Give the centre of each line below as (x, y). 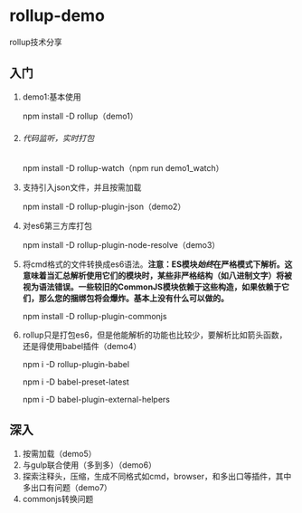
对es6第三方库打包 (57, 225)
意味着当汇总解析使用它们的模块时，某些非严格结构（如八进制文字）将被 (157, 275)
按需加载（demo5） (59, 453)
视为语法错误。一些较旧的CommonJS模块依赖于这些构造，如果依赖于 (152, 287)
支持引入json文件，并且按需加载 (82, 187)
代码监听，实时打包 (58, 138)
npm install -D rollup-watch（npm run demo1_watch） (123, 167)
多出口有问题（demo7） (67, 487)
